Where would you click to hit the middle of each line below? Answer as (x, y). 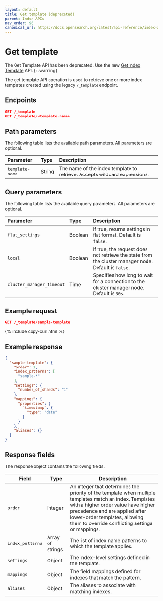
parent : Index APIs (25, 19)
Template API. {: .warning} (31, 71)
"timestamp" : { (38, 408)
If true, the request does (120, 249)
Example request (31, 311)
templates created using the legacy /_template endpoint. (62, 85)
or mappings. (85, 529)
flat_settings (24, 235)
